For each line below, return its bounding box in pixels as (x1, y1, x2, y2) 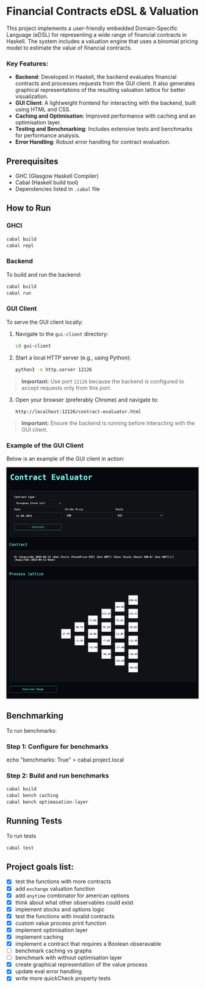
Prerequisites (6, 156, 59, 167)
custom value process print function (15, 919, 107, 927)
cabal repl (6, 242, 34, 249)
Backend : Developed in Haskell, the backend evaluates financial (15, 73, 177, 81)
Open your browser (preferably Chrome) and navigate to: (15, 396, 159, 403)
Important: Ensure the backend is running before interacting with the (21, 419, 195, 427)
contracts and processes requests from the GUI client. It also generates (15, 80, 195, 87)
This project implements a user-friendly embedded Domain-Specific (6, 24, 178, 32)
